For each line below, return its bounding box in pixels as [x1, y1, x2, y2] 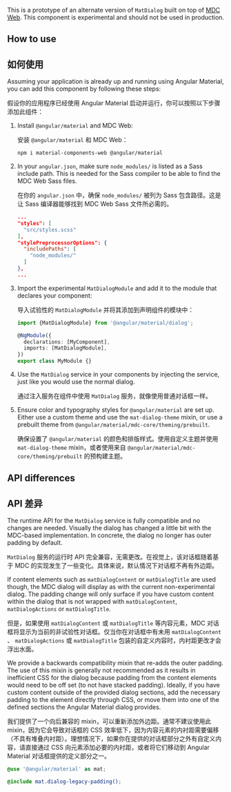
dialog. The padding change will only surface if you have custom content [7, 590, 214, 598]
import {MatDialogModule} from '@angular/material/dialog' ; [17, 319, 194, 326]
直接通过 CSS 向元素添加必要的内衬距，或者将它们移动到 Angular [25, 744, 210, 752]
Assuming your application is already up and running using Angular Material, [7, 78, 224, 86]
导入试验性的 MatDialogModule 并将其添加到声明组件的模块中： [17, 305, 194, 314]
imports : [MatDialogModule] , [23, 345, 108, 352]
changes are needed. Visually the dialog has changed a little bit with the [7, 524, 212, 532]
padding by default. [7, 539, 63, 547]
